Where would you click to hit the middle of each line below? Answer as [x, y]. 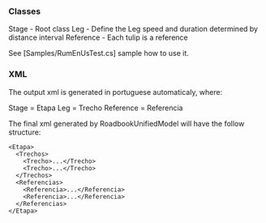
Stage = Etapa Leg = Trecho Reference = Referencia [96, 108]
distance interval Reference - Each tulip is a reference [98, 37]
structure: [25, 132]
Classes [25, 11]
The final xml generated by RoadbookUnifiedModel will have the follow [127, 123]
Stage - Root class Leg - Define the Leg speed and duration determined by [133, 29]
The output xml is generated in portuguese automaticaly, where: [116, 92]
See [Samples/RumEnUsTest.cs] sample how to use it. [99, 54]
